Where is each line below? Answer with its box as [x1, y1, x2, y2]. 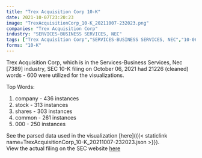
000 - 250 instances [14, 120, 66, 127]
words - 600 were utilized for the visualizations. [6, 71, 124, 79]
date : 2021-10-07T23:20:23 [6, 14, 74, 20]
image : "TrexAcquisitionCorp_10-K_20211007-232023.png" [6, 20, 149, 26]
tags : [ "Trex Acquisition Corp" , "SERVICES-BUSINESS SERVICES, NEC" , [6, 37, 182, 43]
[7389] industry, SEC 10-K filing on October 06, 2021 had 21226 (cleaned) [6, 65, 189, 72]
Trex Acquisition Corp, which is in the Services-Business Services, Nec [6, 58, 183, 66]
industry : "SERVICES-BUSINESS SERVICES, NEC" [6, 31, 122, 37]
